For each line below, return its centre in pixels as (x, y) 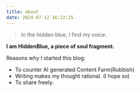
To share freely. (34, 82)
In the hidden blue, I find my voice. (64, 34)
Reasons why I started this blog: (46, 58)
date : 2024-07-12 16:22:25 (40, 17)
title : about (23, 12)
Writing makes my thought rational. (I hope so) (72, 76)
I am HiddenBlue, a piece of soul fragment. (60, 46)
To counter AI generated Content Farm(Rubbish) (75, 69)
